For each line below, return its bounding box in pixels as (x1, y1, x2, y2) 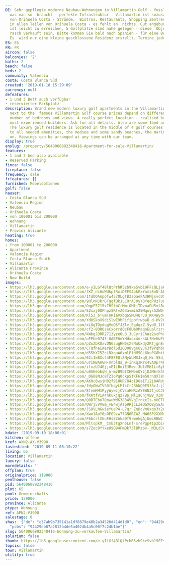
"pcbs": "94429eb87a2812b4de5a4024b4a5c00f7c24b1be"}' (10, 524, 127, 530)
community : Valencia (5, 73, 49, 78)
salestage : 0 (5, 515, 33, 520)
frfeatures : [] (5, 176, 37, 182)
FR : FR (5, 45, 19, 50)
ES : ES (5, 40, 19, 45)
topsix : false (5, 543, 35, 548)
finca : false (5, 162, 33, 167)
